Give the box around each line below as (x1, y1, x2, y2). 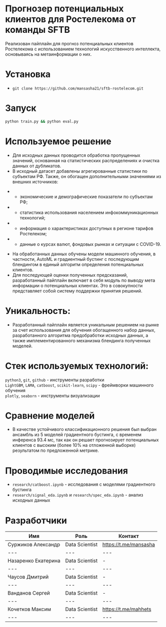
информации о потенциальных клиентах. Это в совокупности (12, 282, 143, 289)
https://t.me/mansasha (102, 541, 155, 548)
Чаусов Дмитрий (7, 573, 49, 580)
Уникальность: (5, 305, 71, 316)
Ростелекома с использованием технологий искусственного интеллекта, (5, 46, 161, 52)
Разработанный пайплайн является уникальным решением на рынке (12, 321, 160, 327)
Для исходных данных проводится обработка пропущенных (12, 152, 140, 158)
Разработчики (5, 515, 67, 526)
